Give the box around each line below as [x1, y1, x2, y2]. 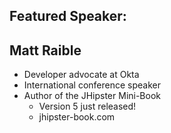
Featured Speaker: [9, 8, 127, 25]
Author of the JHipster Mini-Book [23, 90, 161, 102]
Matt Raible [9, 42, 82, 59]
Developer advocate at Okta [23, 69, 140, 81]
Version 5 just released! [38, 100, 137, 113]
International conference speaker [23, 79, 161, 91]
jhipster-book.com [38, 111, 116, 123]
